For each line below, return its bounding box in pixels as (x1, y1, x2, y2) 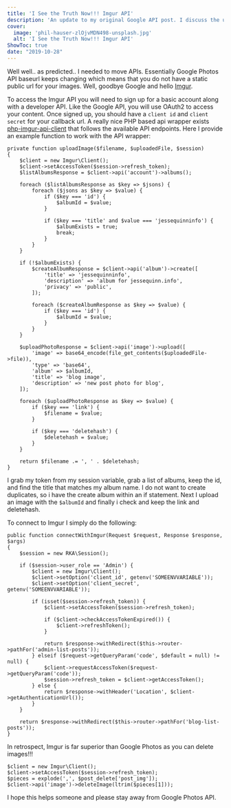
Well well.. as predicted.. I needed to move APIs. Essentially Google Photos (7, 67, 219, 76)
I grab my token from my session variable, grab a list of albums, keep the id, (7, 476, 222, 484)
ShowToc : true (7, 42, 48, 49)
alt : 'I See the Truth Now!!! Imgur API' (13, 36, 134, 43)
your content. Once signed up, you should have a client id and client (7, 109, 208, 118)
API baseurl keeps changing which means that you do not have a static (7, 74, 208, 83)
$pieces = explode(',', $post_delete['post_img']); (7, 775, 158, 782)
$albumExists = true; (56, 223, 118, 230)
